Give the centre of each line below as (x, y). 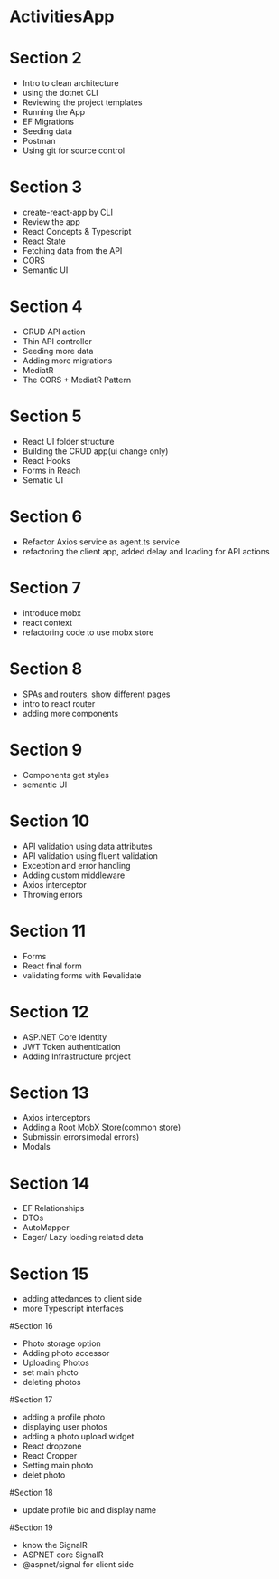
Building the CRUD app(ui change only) (95, 451)
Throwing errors (52, 894)
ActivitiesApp (62, 17)
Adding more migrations (67, 361)
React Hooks (46, 460)
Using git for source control (73, 150)
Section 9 (46, 750)
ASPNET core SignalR (63, 1555)
